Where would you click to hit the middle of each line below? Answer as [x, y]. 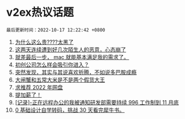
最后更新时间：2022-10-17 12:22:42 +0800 [56, 30]
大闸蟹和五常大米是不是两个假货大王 [60, 80]
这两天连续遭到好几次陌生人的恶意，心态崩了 [71, 50]
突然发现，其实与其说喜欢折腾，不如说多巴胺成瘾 [76, 72]
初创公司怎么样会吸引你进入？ [52, 65]
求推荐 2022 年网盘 [39, 87]
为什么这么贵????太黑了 [44, 42]
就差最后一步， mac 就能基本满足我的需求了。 [72, 57]
